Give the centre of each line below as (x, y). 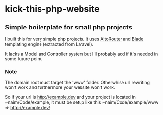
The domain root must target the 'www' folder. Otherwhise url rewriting (77, 83)
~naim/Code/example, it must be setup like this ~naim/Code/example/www (82, 102)
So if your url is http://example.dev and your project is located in (70, 97)
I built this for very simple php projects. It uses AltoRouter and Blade (74, 39)
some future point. (24, 59)
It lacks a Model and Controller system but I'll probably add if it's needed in (81, 54)
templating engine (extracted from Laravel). (49, 44)
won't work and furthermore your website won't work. (60, 87)
